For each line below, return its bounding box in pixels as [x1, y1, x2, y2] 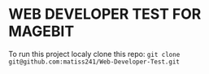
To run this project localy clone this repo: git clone [8, 49, 181, 59]
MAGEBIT [8, 22, 75, 41]
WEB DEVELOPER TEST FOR [8, 5, 202, 24]
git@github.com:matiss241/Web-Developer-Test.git [8, 58, 181, 66]
